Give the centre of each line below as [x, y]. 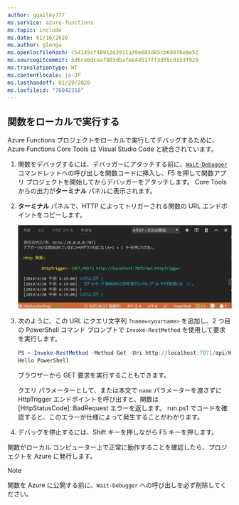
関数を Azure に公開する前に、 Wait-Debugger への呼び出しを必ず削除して [114, 485]
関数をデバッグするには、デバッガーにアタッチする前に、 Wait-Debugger [122, 165]
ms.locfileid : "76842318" [46, 90]
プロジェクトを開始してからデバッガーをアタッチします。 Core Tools [127, 182]
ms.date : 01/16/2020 [38, 38]
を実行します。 [39, 338]
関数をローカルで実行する [63, 121]
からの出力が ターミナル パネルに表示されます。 [87, 191]
